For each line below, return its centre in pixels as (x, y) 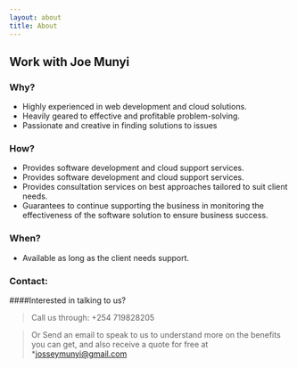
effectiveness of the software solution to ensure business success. (145, 216)
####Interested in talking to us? (68, 300)
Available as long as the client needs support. (106, 258)
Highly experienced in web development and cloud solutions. (134, 107)
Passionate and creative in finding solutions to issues (120, 126)
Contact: (29, 281)
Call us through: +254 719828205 (93, 318)
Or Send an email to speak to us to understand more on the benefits (156, 335)
